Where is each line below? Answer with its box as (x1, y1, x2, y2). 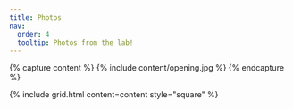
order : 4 (17, 29, 50, 38)
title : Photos (9, 13, 63, 22)
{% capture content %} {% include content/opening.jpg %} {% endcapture (9, 63, 284, 73)
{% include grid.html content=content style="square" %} (9, 89, 219, 100)
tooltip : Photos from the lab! (17, 38, 134, 47)
